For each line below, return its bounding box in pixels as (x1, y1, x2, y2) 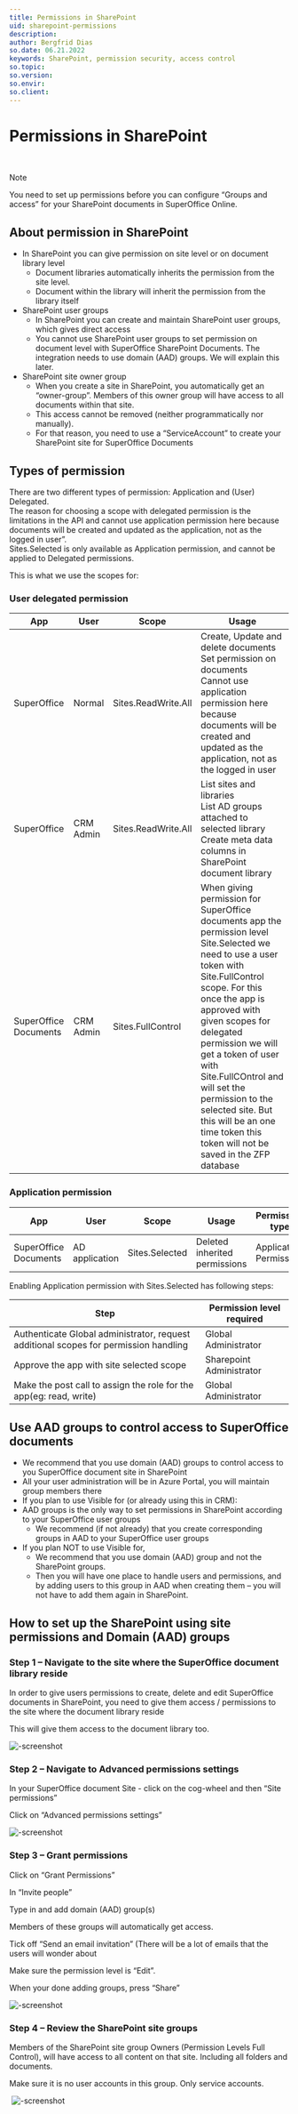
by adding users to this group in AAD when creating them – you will (35, 1580, 281, 1591)
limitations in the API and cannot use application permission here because (9, 515, 279, 526)
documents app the (200, 915, 282, 928)
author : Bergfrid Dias (9, 37, 93, 47)
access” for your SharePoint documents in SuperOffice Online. (9, 199, 238, 210)
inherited (195, 1246, 233, 1258)
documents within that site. (35, 399, 135, 410)
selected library (200, 823, 266, 835)
